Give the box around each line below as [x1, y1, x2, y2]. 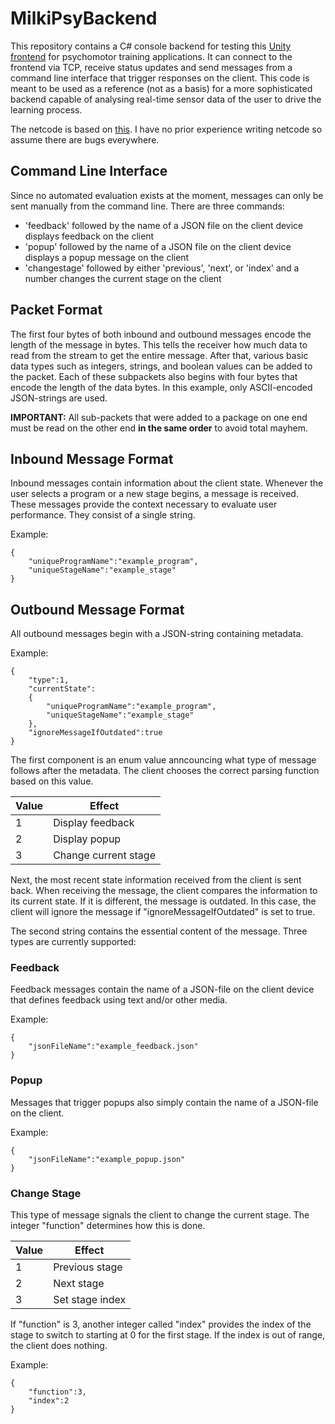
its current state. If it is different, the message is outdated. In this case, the [10, 895, 317, 907]
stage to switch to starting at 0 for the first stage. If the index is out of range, [10, 1329, 326, 1341]
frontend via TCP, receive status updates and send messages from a [10, 61, 293, 73]
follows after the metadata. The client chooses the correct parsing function [10, 765, 320, 777]
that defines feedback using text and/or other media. [10, 994, 228, 1006]
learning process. [10, 103, 83, 116]
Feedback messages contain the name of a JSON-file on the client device [10, 983, 315, 996]
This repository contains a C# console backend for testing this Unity [10, 40, 292, 52]
